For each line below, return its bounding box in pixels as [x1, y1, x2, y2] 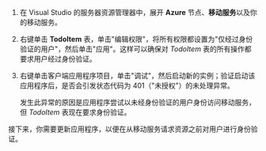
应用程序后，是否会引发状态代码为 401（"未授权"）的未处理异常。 [19, 81, 235, 90]
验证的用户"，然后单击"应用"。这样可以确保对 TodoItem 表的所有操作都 [19, 44, 252, 54]
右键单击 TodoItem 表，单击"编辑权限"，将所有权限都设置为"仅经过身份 [19, 35, 253, 43]
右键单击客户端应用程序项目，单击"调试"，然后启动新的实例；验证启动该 [19, 71, 256, 80]
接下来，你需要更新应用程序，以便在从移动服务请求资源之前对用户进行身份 [8, 124, 251, 134]
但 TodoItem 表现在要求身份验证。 [19, 108, 131, 117]
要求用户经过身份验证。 [19, 55, 97, 63]
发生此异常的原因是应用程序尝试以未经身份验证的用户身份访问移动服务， [19, 98, 256, 107]
